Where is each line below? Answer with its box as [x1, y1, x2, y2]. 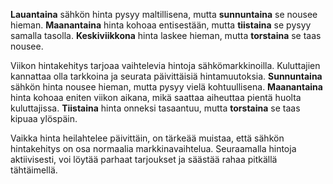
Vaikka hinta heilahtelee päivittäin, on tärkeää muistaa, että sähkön [10, 132, 285, 144]
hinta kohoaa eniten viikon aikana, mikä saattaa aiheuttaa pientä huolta [10, 92, 302, 103]
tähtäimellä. [10, 164, 58, 176]
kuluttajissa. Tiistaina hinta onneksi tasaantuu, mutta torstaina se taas [10, 102, 301, 114]
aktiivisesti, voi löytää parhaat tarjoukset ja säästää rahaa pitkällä [10, 154, 278, 165]
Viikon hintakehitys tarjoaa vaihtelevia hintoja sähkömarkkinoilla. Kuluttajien [10, 60, 321, 71]
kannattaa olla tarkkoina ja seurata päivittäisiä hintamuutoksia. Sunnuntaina [10, 70, 323, 82]
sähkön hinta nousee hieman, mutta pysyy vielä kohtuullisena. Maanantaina [10, 81, 323, 93]
